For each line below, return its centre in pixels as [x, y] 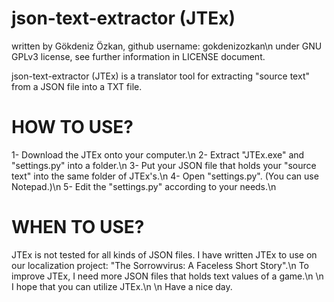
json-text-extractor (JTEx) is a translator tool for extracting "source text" [160, 76]
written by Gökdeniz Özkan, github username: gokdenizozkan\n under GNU [167, 46]
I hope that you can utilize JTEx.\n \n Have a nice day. [122, 286]
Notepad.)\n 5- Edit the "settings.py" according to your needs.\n [144, 186]
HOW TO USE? [72, 127]
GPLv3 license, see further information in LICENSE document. [138, 56]
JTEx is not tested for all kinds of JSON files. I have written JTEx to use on [164, 254]
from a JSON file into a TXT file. [77, 86]
